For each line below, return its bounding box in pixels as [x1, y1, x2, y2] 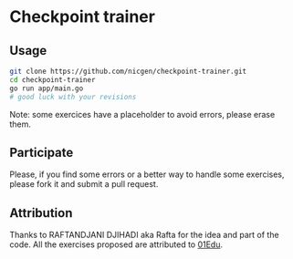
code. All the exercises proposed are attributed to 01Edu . [9, 239, 224, 250]
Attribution [9, 205, 73, 221]
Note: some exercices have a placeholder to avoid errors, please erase [9, 109, 276, 119]
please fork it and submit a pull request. [9, 179, 159, 190]
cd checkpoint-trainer [9, 75, 96, 84]
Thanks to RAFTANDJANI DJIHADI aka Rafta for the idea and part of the [9, 230, 280, 241]
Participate [9, 144, 74, 161]
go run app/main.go [9, 84, 84, 93]
